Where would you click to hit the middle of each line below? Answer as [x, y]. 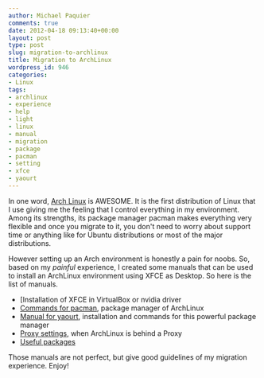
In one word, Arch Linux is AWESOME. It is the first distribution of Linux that [132, 201]
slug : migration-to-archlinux [58, 53]
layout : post [30, 38]
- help [19, 112]
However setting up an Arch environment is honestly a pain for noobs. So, [129, 259]
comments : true [33, 23]
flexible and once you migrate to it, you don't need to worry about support [130, 226]
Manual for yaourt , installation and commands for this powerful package [138, 316]
